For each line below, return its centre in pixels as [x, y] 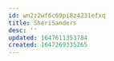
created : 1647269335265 [48, 45]
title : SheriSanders [43, 23]
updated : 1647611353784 [48, 38]
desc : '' [23, 30]
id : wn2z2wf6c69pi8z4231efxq [57, 15]
